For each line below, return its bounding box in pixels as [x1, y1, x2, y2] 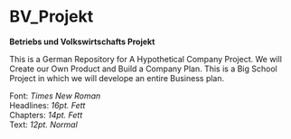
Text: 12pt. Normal [9, 119, 79, 130]
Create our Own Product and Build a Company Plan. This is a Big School [9, 63, 277, 74]
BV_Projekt [9, 6, 94, 27]
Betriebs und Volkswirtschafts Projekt [9, 36, 155, 47]
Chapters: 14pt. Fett [9, 109, 83, 120]
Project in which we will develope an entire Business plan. [9, 72, 225, 83]
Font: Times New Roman [9, 90, 101, 101]
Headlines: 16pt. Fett [9, 99, 86, 110]
